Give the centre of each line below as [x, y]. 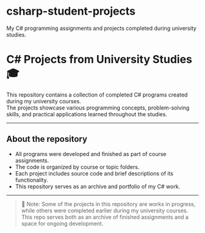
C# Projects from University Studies [99, 60]
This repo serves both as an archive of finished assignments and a [105, 217]
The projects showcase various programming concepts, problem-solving [98, 108]
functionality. [31, 180]
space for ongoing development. [62, 223]
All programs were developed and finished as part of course [91, 153]
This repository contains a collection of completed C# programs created [97, 94]
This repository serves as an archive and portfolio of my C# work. [98, 186]
